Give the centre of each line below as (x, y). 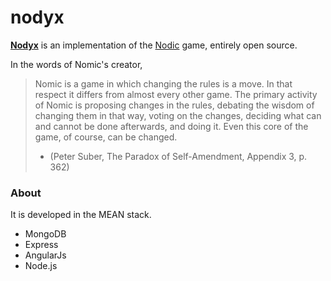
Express (41, 245)
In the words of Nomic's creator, (76, 64)
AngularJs (45, 255)
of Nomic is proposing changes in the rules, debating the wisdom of (174, 105)
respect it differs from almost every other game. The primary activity (176, 94)
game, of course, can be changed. (106, 137)
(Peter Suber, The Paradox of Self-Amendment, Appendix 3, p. (178, 156)
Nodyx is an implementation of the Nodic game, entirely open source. (154, 45)
